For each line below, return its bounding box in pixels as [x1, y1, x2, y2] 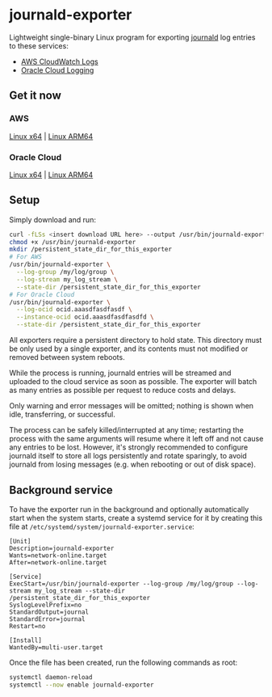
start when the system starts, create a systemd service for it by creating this [9, 513, 263, 522]
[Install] [9, 636, 43, 644]
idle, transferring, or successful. [9, 410, 115, 420]
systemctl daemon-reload [9, 673, 93, 681]
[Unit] [9, 537, 31, 545]
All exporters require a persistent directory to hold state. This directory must [9, 336, 262, 345]
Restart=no [9, 622, 46, 630]
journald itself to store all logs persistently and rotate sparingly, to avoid [9, 451, 247, 461]
